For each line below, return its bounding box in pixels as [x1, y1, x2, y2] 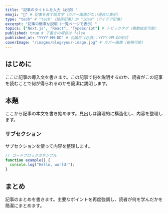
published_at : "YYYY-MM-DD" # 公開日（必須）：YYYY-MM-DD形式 [5, 36, 129, 41]
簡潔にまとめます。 [5, 202, 45, 208]
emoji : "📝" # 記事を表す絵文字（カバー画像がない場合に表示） [5, 12, 120, 17]
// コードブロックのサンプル [5, 153, 57, 158]
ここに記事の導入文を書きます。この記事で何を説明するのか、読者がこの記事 [5, 74, 163, 80]
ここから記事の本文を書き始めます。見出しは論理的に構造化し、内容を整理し [5, 111, 163, 117]
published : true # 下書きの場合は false [5, 31, 86, 36]
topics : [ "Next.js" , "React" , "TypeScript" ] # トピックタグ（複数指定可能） [5, 26, 159, 31]
